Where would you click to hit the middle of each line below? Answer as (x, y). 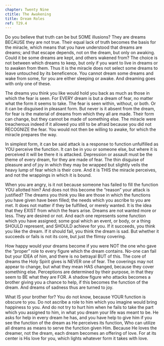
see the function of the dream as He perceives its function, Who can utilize (80, 323)
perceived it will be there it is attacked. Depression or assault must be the (79, 155)
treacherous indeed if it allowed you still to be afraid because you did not (78, 124)
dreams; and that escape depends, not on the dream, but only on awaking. (80, 53)
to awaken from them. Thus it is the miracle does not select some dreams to (82, 68)
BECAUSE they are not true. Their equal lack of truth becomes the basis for (81, 42)
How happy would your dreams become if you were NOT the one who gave (81, 246)
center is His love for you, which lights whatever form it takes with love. (77, 338)
